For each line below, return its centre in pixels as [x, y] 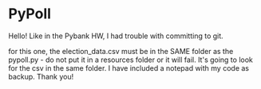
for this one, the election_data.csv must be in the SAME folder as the [121, 51]
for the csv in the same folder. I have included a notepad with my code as [129, 68]
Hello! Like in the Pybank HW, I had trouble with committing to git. [116, 36]
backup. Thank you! [41, 76]
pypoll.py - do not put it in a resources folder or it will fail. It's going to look [131, 60]
